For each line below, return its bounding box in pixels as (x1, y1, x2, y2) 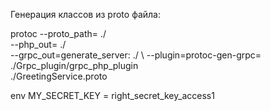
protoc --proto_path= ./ (10, 28, 107, 39)
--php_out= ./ (10, 39, 67, 50)
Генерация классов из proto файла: (10, 9, 161, 20)
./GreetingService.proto (10, 70, 108, 82)
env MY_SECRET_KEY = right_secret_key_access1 (10, 90, 215, 101)
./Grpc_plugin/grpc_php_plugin (10, 60, 139, 71)
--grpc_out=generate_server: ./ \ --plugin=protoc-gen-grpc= (10, 49, 262, 61)
